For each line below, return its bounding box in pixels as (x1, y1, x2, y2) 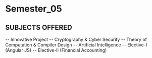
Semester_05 (5, 3, 62, 15)
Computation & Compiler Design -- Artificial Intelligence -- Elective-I (5, 42, 147, 48)
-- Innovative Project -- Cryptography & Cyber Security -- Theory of (5, 36, 147, 42)
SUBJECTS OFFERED (5, 23, 72, 32)
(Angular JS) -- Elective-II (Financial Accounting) (5, 47, 107, 53)
